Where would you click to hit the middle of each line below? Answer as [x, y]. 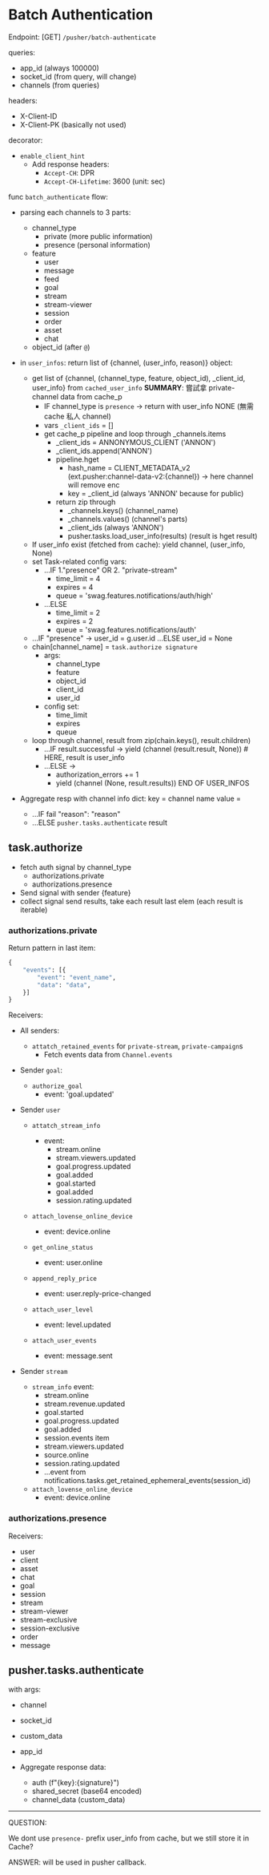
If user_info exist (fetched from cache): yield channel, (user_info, [139, 544]
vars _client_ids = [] [78, 425]
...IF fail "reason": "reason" [76, 814]
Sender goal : [41, 1070]
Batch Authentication [81, 15]
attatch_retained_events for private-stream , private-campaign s [137, 1046]
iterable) [34, 909]
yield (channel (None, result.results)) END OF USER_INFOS [153, 782]
